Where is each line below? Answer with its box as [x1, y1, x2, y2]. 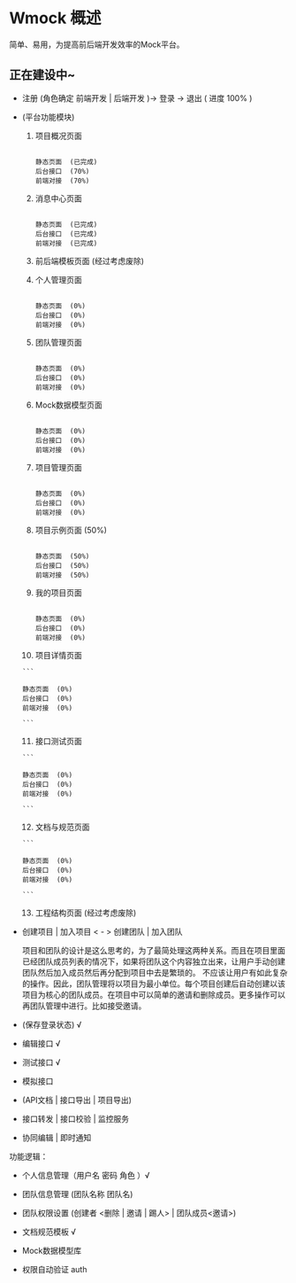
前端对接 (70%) [34, 176, 90, 185]
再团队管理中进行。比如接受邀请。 [21, 1000, 147, 1011]
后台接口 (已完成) [34, 229, 98, 238]
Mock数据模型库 [21, 1245, 82, 1256]
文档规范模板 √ [21, 1226, 77, 1237]
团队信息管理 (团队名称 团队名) [21, 1188, 133, 1199]
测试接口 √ [21, 1056, 61, 1068]
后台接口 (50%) [34, 561, 90, 570]
